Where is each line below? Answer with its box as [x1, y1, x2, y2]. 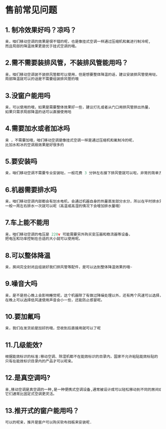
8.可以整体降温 [5, 251, 51, 260]
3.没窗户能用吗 [5, 91, 51, 100]
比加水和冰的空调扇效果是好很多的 [5, 142, 64, 147]
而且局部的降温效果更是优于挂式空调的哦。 [5, 43, 79, 48]
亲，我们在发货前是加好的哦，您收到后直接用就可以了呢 [5, 326, 101, 331]
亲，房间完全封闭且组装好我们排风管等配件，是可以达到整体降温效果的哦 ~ [5, 265, 132, 270]
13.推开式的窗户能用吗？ [5, 406, 80, 415]
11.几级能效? [5, 341, 43, 349]
